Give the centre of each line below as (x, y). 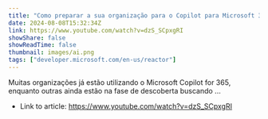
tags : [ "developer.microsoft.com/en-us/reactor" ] (93, 60)
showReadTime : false (43, 45)
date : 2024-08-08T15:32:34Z (55, 23)
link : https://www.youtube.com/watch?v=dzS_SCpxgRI (96, 30)
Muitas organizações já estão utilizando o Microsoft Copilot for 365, (120, 82)
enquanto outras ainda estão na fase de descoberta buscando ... (114, 90)
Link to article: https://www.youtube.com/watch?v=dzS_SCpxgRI (126, 106)
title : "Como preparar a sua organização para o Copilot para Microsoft (132, 15)
